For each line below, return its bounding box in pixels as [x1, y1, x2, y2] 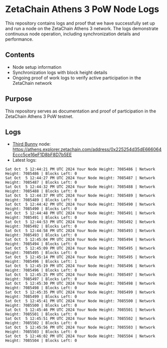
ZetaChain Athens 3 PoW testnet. [5, 113, 73, 119]
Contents [5, 51, 35, 59]
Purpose [5, 94, 32, 103]
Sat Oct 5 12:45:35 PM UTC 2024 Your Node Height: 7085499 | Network [5, 290, 155, 295]
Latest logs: [12, 157, 36, 163]
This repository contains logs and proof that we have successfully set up [5, 20, 155, 26]
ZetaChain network [12, 80, 52, 86]
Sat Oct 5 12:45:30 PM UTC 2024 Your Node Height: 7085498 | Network [5, 281, 155, 286]
